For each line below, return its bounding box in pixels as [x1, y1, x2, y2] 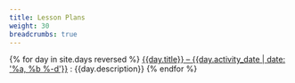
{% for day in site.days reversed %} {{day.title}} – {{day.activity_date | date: [9, 54, 286, 65]
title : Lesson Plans [9, 12, 86, 22]
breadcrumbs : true [9, 29, 78, 38]
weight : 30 [9, 21, 50, 30]
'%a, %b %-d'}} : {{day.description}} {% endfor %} [9, 63, 198, 74]
